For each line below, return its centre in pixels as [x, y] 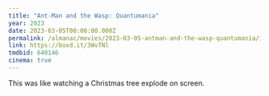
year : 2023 [26, 23]
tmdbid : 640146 [34, 53]
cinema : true [30, 61]
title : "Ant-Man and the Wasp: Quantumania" [84, 16]
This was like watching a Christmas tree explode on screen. [106, 83]
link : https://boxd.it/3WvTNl [59, 46]
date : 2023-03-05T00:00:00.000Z [62, 30]
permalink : [26, 38]
